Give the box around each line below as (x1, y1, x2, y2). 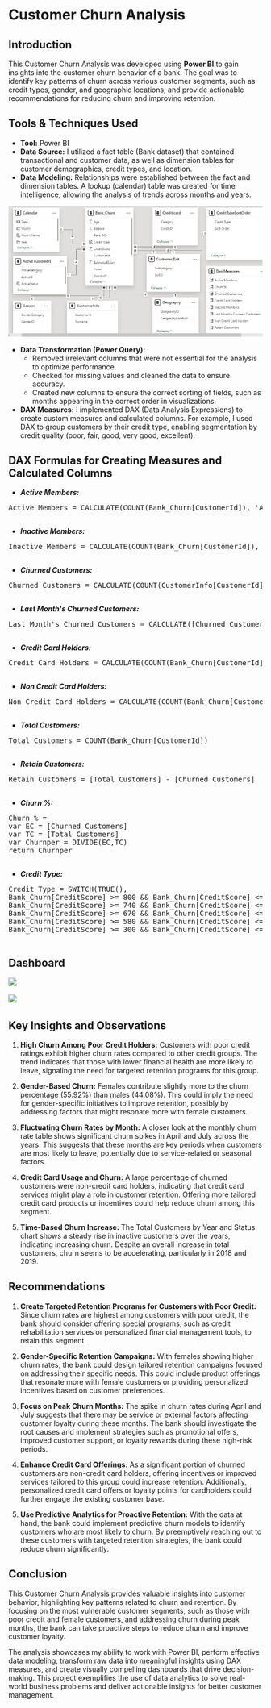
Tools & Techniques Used (8, 117, 139, 131)
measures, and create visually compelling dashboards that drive (8, 1664, 222, 1674)
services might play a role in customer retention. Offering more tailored (19, 1189, 256, 1199)
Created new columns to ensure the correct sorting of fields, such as (31, 387, 261, 397)
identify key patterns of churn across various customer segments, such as (8, 77, 256, 85)
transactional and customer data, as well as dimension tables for (19, 155, 235, 165)
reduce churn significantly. (19, 1543, 110, 1553)
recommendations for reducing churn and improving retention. (8, 94, 216, 102)
